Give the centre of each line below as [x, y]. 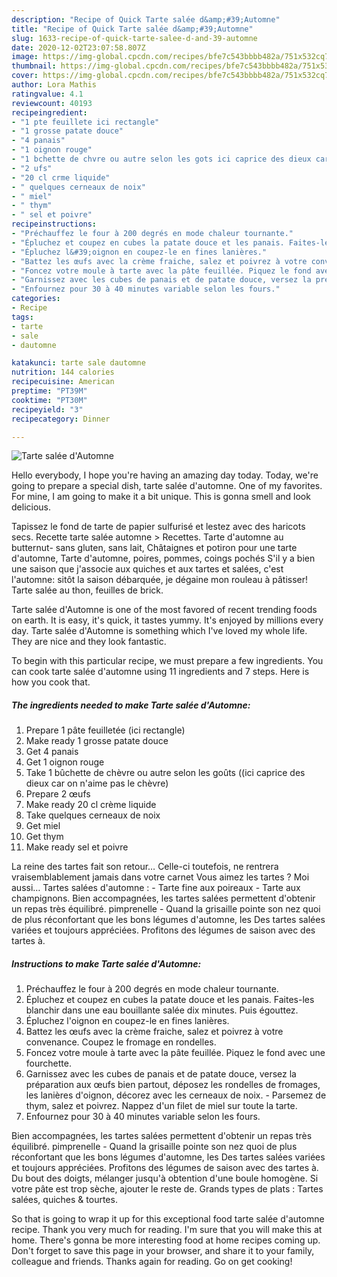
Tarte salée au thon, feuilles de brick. [87, 590]
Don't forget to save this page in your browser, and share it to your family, [163, 1251]
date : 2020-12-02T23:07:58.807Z [78, 47]
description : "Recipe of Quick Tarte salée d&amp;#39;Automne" [146, 19]
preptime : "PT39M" [49, 391]
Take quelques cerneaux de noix [93, 815]
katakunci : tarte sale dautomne [78, 363]
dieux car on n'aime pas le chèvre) [97, 783]
